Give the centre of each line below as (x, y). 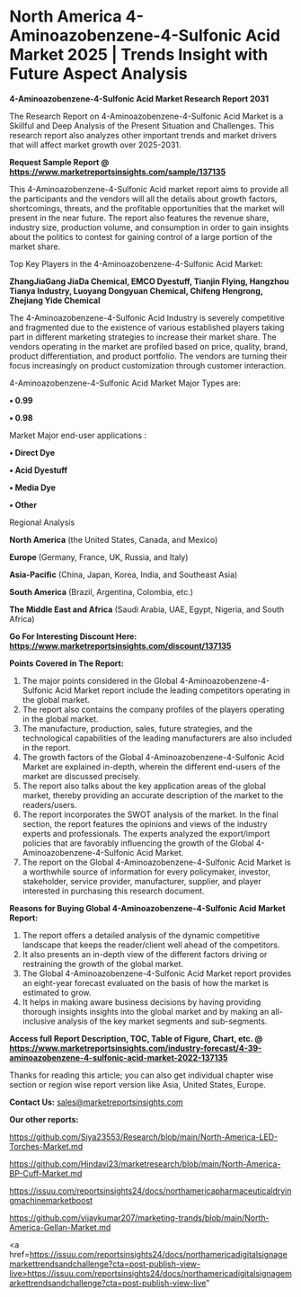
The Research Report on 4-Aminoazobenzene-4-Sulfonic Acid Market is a (146, 116)
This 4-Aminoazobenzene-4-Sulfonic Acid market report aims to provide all (149, 189)
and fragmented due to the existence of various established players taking (147, 327)
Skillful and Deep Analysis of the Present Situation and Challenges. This (142, 125)
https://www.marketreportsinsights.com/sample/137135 (118, 172)
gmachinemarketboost (51, 1200)
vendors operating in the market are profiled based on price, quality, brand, (149, 346)
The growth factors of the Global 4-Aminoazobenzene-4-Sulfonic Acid (153, 757)
